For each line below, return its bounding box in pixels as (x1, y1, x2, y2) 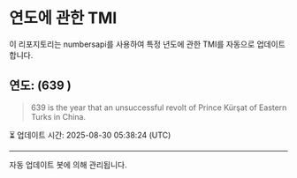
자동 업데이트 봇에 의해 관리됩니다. (9, 159, 127, 170)
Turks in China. (30, 111, 87, 122)
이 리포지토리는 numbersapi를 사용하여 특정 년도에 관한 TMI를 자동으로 (9, 39, 255, 49)
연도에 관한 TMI (9, 8, 118, 28)
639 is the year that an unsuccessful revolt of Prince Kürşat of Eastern (30, 102, 287, 113)
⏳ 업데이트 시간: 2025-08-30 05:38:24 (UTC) (9, 130, 171, 140)
